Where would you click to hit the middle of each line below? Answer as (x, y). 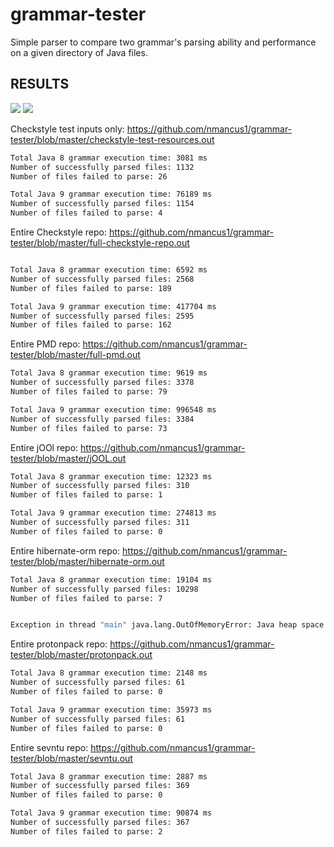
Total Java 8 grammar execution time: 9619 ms (109, 373)
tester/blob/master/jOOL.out (68, 458)
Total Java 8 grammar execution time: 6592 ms (109, 270)
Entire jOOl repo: (44, 447)
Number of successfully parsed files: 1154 (102, 204)
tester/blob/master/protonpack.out (81, 655)
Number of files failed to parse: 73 (89, 428)
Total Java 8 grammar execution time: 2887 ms (109, 776)
